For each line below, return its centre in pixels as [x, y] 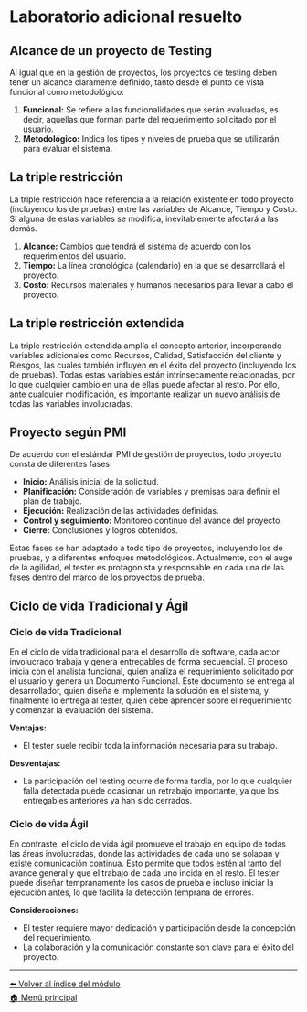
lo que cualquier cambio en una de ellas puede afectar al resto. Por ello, [145, 384]
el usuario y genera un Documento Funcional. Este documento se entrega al [152, 681]
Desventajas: [35, 763]
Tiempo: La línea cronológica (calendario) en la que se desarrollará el [154, 265]
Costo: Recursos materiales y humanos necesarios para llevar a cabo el [158, 284]
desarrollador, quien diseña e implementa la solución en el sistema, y [139, 691]
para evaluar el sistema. [68, 149]
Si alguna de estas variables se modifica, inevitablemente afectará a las [144, 218]
